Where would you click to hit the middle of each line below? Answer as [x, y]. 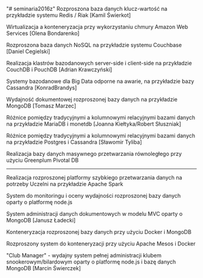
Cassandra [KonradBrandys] [42, 88]
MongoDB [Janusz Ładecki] [41, 220]
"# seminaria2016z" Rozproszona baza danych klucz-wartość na [87, 9]
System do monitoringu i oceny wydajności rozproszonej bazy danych [94, 196]
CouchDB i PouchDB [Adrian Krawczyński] [59, 69]
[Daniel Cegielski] [28, 51]
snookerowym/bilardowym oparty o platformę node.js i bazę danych [91, 262]
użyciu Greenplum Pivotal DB [43, 160]
